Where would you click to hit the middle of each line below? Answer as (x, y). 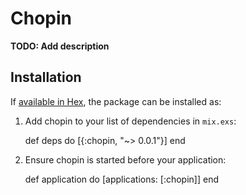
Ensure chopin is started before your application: (125, 159)
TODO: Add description (60, 46)
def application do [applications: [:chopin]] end (121, 179)
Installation (46, 77)
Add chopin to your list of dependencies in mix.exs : (130, 121)
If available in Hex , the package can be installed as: (116, 101)
